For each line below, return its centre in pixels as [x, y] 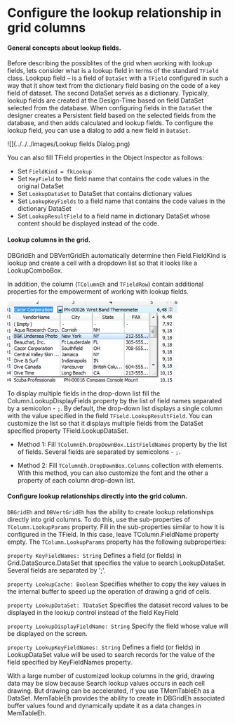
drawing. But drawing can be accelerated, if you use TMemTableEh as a [111, 691]
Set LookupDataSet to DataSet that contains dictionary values [105, 194]
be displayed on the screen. [47, 633]
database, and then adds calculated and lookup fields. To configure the [110, 123]
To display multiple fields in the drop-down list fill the [84, 393]
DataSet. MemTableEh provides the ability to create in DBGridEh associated [116, 698]
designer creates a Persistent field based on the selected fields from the [112, 116]
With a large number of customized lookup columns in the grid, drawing [111, 675]
